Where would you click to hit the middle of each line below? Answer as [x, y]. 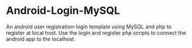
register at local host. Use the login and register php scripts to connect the [96, 32]
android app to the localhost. [41, 39]
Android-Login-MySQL [63, 11]
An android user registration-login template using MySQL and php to [89, 27]
